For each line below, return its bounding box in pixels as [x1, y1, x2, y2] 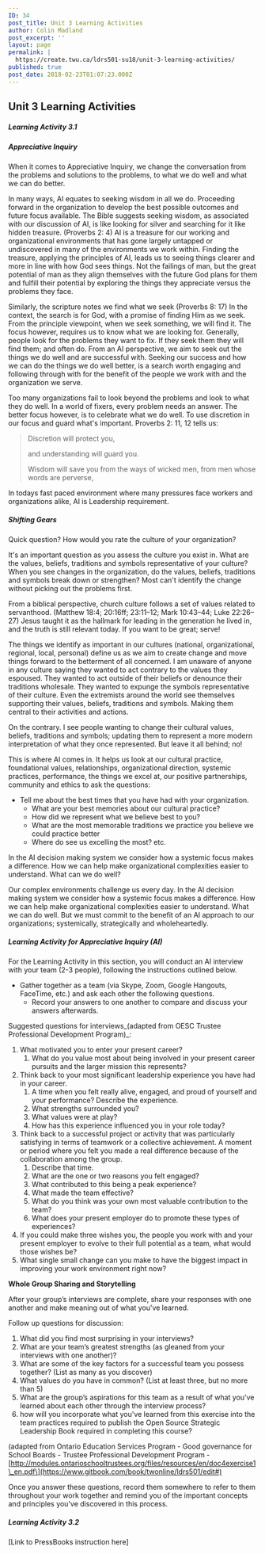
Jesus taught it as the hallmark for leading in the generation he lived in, [21, 616, 252, 626]
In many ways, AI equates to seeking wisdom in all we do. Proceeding [8, 194, 236, 204]
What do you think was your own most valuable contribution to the [31, 1197, 248, 1206]
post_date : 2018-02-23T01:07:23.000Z [8, 71, 133, 78]
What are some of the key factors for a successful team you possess [19, 1359, 244, 1369]
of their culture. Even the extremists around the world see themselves [8, 690, 236, 700]
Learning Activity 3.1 [8, 122, 78, 132]
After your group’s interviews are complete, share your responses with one [8, 1295, 252, 1304]
